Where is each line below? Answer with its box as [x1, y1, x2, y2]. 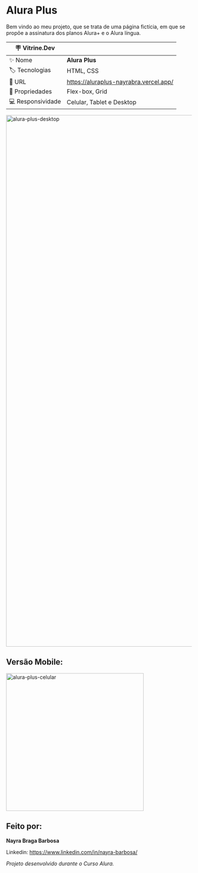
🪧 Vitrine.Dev [15, 44, 55, 52]
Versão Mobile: [6, 657, 63, 667]
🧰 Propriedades [9, 87, 52, 95]
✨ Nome [9, 56, 32, 64]
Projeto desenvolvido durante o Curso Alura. [6, 860, 114, 867]
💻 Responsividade [9, 97, 61, 105]
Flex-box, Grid [67, 87, 108, 95]
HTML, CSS [67, 67, 99, 75]
